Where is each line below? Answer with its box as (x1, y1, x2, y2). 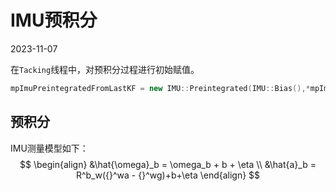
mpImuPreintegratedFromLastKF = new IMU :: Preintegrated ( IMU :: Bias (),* (10, 83, 311, 93)
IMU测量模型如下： (10, 142, 89, 154)
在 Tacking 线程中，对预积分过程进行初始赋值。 (10, 63, 200, 75)
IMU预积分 (10, 9, 98, 32)
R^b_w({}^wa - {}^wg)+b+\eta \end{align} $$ (75, 169, 261, 181)
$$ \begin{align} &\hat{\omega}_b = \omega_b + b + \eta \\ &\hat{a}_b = (19, 158, 317, 170)
